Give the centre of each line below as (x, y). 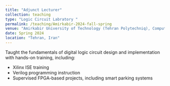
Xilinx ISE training (31, 67)
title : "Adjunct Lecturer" (34, 10)
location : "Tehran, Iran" (32, 38)
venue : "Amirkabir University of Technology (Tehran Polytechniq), (78, 29)
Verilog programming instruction (46, 72)
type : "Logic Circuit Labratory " (42, 19)
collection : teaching (28, 15)
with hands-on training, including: (40, 57)
